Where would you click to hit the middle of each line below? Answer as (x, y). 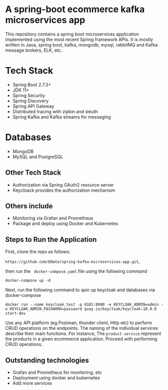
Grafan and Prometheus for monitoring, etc (57, 372)
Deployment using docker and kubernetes (56, 378)
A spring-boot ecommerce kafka (75, 9)
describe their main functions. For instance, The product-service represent (83, 334)
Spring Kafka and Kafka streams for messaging (62, 117)
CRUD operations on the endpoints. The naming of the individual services (82, 328)
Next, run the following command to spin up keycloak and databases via (80, 290)
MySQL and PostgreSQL (38, 157)
